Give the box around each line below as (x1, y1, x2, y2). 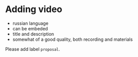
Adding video (5, 4, 62, 15)
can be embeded (12, 25, 48, 31)
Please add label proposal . (5, 46, 60, 52)
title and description (12, 31, 54, 37)
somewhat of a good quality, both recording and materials (12, 36, 133, 42)
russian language (12, 20, 49, 26)
